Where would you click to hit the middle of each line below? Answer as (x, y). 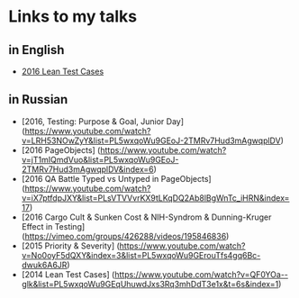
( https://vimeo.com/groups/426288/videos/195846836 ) (125, 236)
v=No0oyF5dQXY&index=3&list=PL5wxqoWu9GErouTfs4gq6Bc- (141, 255)
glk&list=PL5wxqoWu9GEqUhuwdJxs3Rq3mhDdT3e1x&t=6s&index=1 (150, 284)
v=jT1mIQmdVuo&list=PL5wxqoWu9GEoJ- (100, 159)
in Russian (38, 99)
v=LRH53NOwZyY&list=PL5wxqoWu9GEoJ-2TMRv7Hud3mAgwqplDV (151, 140)
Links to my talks (72, 17)
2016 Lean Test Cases (63, 71)
